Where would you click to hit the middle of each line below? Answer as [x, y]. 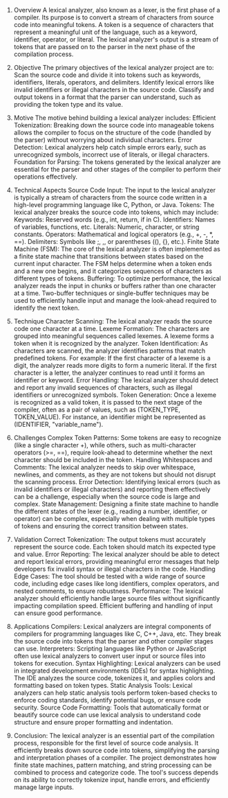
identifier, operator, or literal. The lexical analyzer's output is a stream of [116, 39]
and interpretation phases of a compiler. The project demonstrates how [115, 757]
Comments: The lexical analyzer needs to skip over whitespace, [104, 467]
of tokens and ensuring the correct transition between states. [101, 526]
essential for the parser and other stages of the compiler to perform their [117, 169]
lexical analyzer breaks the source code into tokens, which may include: [116, 212]
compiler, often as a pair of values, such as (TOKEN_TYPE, [97, 409]
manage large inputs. [44, 787]
